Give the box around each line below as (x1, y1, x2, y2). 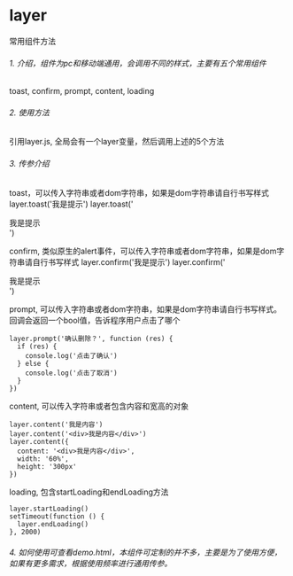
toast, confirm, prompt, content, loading (9, 86, 155, 97)
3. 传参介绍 (9, 158, 50, 168)
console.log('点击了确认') (25, 351, 118, 360)
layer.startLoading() (9, 504, 89, 513)
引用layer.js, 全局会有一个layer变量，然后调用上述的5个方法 (9, 136, 225, 147)
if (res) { (17, 342, 58, 351)
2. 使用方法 (9, 107, 50, 118)
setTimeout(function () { (9, 511, 104, 521)
